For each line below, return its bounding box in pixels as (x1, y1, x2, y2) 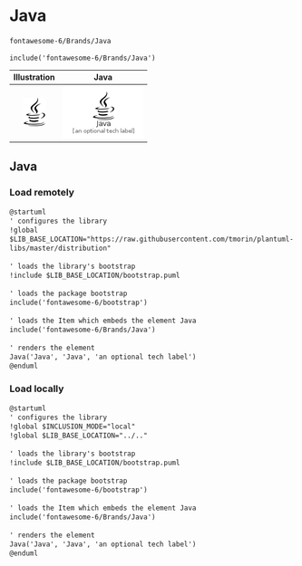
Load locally (9, 382, 64, 395)
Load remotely (9, 186, 75, 198)
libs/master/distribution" (9, 244, 112, 253)
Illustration (13, 72, 56, 82)
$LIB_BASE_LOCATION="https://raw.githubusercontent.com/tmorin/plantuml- (9, 235, 295, 244)
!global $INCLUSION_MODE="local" (9, 422, 136, 431)
